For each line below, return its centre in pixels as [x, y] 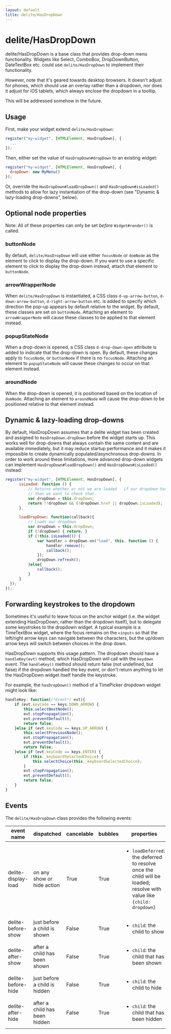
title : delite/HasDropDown [34, 15]
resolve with [147, 889]
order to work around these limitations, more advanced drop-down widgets [84, 459]
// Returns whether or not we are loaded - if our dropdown [93, 489]
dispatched [47, 834]
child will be [146, 876]
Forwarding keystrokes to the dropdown [70, 604]
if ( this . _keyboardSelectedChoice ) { [63, 757]
